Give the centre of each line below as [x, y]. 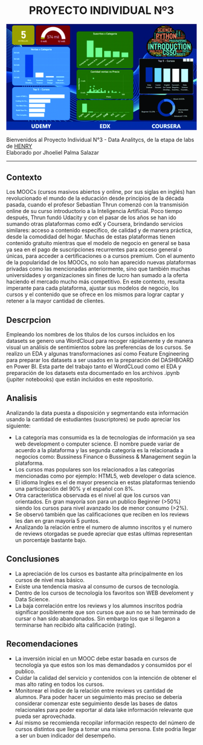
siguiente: [19, 426]
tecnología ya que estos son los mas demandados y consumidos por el [103, 665]
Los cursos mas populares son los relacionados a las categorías [95, 469]
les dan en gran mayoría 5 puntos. [57, 520]
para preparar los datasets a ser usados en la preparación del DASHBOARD [100, 360]
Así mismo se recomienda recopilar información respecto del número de [105, 723]
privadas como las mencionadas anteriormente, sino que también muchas [98, 269]
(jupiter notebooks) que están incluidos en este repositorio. [80, 379]
